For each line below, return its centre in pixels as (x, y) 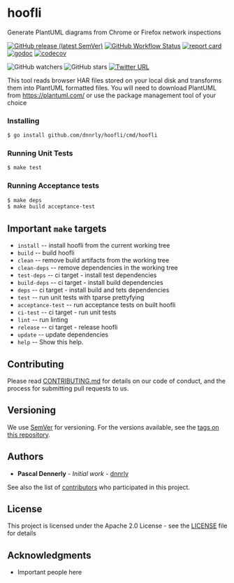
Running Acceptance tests (53, 185)
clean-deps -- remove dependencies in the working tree (97, 268)
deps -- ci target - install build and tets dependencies (93, 290)
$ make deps (24, 200)
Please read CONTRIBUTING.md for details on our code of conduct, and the (116, 381)
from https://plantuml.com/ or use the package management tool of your (112, 95)
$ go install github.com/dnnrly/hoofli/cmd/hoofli (82, 135)
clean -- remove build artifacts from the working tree (93, 260)
